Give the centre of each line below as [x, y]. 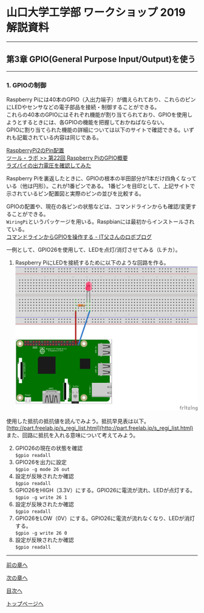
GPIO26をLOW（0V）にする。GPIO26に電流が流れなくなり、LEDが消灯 [105, 518]
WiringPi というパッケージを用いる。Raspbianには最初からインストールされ [100, 222]
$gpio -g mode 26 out [42, 470]
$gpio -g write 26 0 [41, 533]
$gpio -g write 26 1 [41, 498]
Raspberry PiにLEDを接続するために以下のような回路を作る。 [92, 263]
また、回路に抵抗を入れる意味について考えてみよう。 [73, 435]
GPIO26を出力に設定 [41, 462]
